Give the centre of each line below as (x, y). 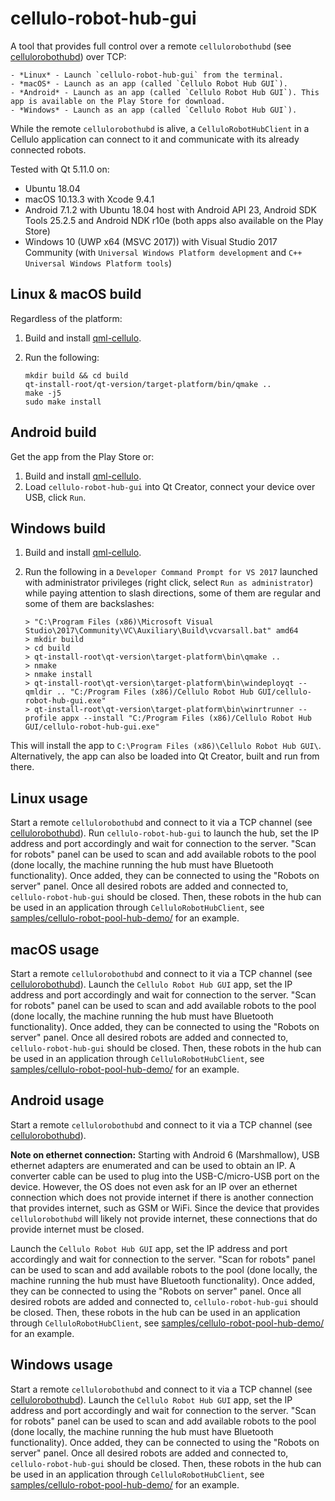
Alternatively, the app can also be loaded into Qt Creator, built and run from (165, 756)
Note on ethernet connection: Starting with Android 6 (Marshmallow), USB (165, 1154)
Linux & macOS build (76, 294)
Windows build (58, 528)
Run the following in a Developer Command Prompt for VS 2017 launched (171, 572)
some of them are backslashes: (89, 604)
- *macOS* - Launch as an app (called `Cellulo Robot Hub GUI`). (149, 83)
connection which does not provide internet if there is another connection (162, 1197)
